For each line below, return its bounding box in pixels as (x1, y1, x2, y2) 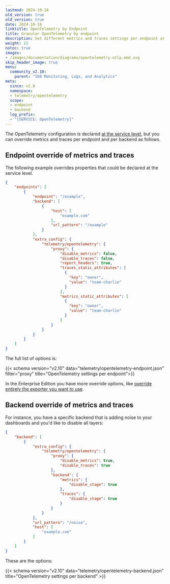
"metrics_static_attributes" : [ (60, 294, 129, 299)
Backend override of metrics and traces (5, 401, 134, 409)
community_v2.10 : (10, 69, 47, 75)
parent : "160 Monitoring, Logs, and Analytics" (14, 74, 117, 79)
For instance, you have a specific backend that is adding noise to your (5, 414, 152, 421)
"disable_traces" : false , (60, 256, 115, 261)
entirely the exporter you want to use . (5, 386, 84, 392)
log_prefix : (10, 112, 36, 118)
